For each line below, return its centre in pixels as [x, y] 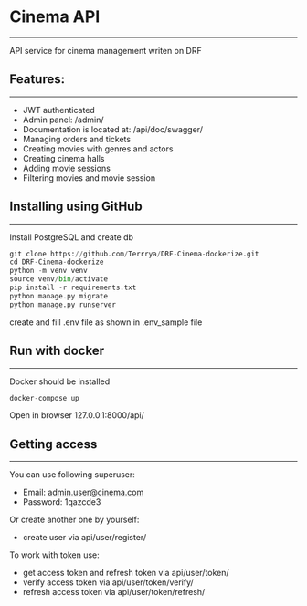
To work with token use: [55, 555]
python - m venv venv [49, 271]
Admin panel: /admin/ [63, 120]
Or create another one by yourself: [74, 520]
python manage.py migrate [58, 296]
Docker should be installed [60, 381]
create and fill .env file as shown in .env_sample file [106, 322]
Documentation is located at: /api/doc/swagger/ [113, 129]
